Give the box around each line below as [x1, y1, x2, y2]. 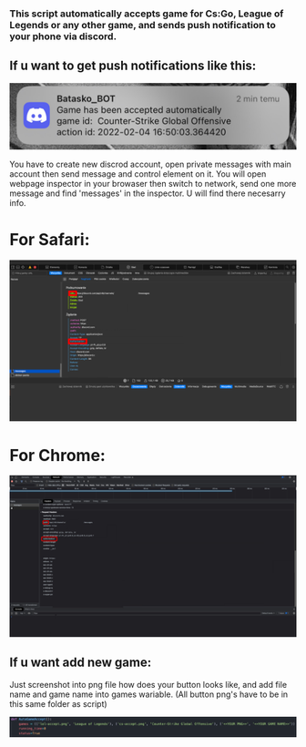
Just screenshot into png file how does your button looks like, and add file [9, 679, 288, 690]
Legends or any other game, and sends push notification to [9, 18, 276, 31]
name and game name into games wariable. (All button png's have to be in [9, 689, 289, 700]
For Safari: [9, 230, 90, 251]
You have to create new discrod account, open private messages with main [9, 159, 291, 169]
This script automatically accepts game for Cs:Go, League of [9, 7, 284, 20]
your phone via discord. [9, 30, 117, 43]
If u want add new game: [9, 655, 152, 670]
